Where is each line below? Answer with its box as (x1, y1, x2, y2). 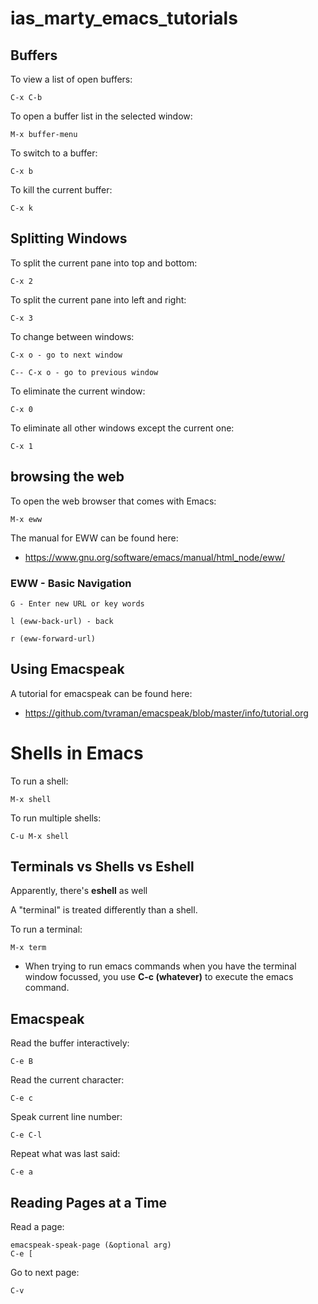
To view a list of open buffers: (10, 73, 133, 85)
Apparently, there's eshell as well (10, 885, 148, 897)
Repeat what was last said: (10, 1148, 121, 1160)
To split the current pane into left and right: (10, 293, 187, 306)
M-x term (10, 943, 47, 953)
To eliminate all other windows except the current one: (10, 422, 235, 434)
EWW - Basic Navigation (10, 576, 132, 590)
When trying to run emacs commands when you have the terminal (24, 960, 297, 972)
